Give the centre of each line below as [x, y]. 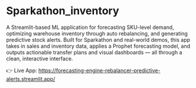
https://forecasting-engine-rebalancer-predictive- [99, 70]
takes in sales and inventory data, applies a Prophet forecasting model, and [98, 46]
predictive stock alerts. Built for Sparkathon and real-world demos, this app [98, 40]
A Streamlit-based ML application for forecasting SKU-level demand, [90, 27]
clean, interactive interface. [39, 58]
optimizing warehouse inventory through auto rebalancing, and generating [97, 33]
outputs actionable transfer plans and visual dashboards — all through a [94, 52]
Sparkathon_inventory [63, 11]
